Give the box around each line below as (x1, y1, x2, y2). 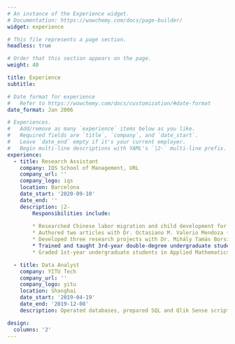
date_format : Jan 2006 (7, 106, 73, 113)
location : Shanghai (20, 287, 77, 294)
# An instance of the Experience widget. (7, 10, 130, 17)
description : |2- (20, 203, 71, 210)
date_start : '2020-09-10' (20, 190, 96, 197)
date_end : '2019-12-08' (20, 301, 90, 308)
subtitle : (7, 80, 36, 87)
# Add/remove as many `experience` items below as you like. (7, 125, 196, 133)
